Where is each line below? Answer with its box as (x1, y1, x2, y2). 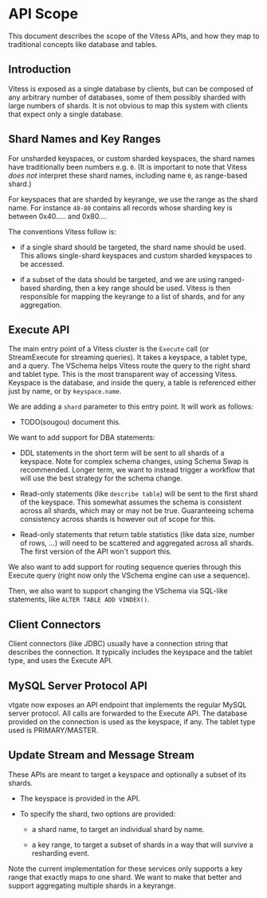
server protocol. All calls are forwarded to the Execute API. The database (8, 708, 248, 718)
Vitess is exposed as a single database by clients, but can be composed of (8, 84, 253, 93)
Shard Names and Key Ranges (8, 132, 161, 146)
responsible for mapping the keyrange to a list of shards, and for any (19, 292, 245, 301)
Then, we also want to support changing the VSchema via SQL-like (8, 586, 229, 596)
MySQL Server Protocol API (8, 679, 147, 692)
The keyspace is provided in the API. (19, 794, 141, 803)
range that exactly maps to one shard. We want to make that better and (8, 872, 241, 881)
